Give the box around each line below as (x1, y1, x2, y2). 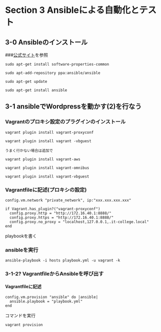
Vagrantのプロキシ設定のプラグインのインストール (5, 118, 126, 125)
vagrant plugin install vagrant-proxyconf (5, 130, 94, 135)
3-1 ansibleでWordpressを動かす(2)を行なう (5, 102, 142, 111)
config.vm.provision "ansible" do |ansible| (5, 295, 98, 300)
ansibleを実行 (5, 246, 39, 253)
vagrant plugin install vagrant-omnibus (5, 165, 90, 170)
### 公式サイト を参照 (5, 52, 48, 58)
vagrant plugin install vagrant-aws (5, 156, 80, 162)
